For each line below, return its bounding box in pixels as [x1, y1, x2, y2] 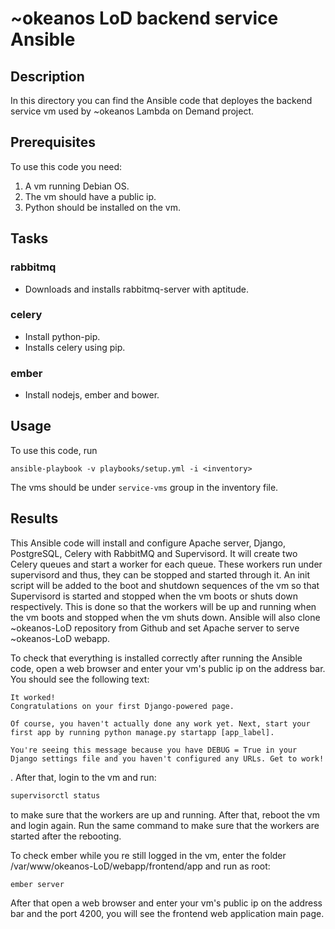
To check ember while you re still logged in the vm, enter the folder [10, 849, 287, 861]
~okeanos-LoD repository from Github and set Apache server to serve [10, 622, 300, 634]
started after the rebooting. [10, 830, 122, 842]
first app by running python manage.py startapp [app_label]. [10, 727, 275, 737]
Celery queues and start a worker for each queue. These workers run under [10, 558, 323, 570]
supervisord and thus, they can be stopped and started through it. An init [10, 568, 311, 581]
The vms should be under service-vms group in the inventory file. [10, 481, 279, 493]
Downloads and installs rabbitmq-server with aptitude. [24, 283, 249, 295]
